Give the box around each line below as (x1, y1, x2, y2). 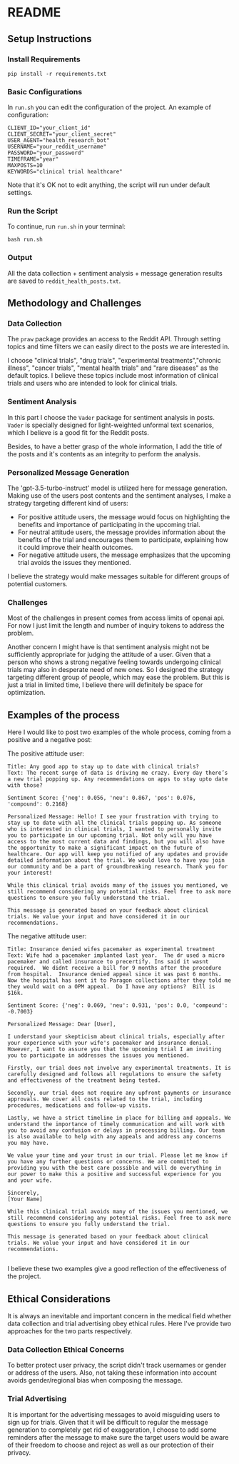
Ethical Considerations (7, 1293, 111, 1305)
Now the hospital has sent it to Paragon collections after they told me (7, 977, 232, 984)
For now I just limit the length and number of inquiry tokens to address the (7, 621, 225, 630)
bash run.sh (7, 236, 43, 244)
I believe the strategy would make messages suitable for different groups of (7, 572, 230, 581)
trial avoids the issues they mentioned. (17, 558, 131, 567)
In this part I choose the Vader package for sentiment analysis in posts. (7, 413, 215, 421)
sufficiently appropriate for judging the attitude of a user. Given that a (7, 651, 211, 659)
